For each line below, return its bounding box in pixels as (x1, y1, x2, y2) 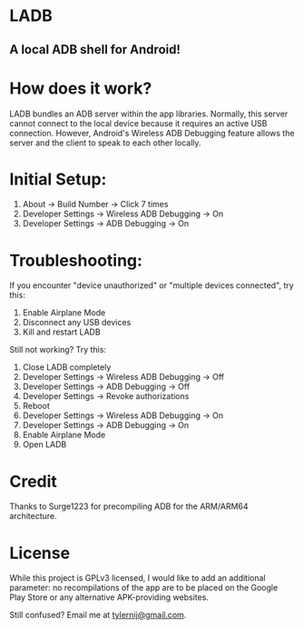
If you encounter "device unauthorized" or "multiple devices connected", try (9, 280, 294, 291)
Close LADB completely (22, 362, 112, 373)
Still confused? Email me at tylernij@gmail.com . (9, 610, 187, 621)
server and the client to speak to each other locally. (9, 137, 201, 148)
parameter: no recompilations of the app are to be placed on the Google (9, 583, 279, 594)
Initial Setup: (9, 169, 107, 189)
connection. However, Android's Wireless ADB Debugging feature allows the (9, 127, 295, 138)
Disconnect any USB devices (22, 317, 132, 328)
